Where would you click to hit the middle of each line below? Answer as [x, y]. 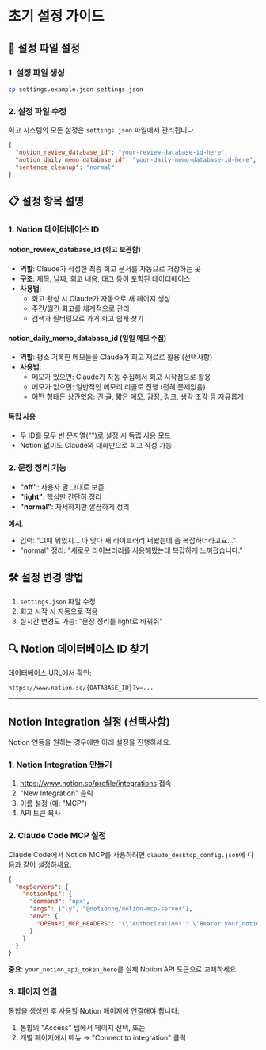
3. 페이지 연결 [33, 992]
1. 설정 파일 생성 [36, 72]
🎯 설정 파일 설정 [44, 48]
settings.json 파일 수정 [58, 602]
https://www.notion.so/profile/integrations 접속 [95, 784]
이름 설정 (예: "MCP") [53, 803]
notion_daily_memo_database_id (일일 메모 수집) [87, 338]
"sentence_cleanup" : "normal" [65, 167]
